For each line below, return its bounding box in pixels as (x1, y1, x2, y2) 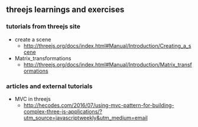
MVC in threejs (14, 95, 51, 102)
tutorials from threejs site (6, 22, 81, 31)
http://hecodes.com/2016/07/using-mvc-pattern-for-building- (23, 102, 174, 109)
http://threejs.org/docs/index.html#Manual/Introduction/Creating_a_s (23, 42, 191, 49)
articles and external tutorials (6, 82, 93, 90)
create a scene (14, 35, 51, 43)
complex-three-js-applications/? (23, 108, 102, 115)
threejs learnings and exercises (6, 5, 125, 15)
